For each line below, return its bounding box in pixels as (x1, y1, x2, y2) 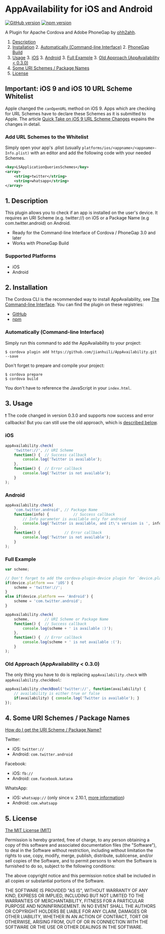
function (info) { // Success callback (14, 512, 115, 517)
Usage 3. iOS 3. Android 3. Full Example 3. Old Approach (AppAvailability (12, 54, 160, 60)
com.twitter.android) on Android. (5, 220, 71, 226)
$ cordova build (5, 376, 38, 381)
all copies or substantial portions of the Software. (5, 878, 105, 884)
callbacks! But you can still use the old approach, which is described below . (5, 420, 158, 426)
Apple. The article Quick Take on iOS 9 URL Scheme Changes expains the (5, 116, 155, 122)
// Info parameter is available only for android (23, 516, 126, 521)
